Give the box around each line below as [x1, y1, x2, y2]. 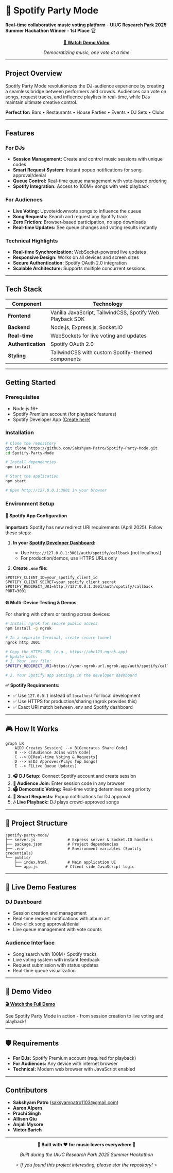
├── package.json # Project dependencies [5, 842, 118, 847]
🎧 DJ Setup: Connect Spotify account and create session [12, 773, 136, 779]
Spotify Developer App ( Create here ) [12, 416, 91, 423]
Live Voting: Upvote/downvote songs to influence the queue [12, 208, 142, 214]
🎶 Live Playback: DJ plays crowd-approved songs [12, 799, 119, 805]
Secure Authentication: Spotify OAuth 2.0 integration [12, 260, 127, 266]
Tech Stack [5, 285, 42, 294]
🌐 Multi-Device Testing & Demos [5, 599, 77, 605]
